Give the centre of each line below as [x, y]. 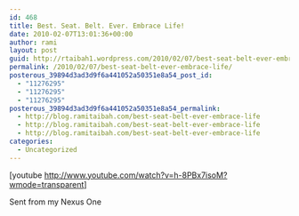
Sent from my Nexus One [56, 202]
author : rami [33, 42]
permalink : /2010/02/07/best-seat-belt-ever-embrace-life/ [121, 68]
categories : [31, 141]
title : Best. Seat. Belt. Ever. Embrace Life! [97, 26]
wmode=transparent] [48, 184]
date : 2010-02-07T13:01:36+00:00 [71, 34]
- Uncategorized [47, 149]
